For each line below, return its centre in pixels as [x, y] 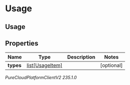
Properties [22, 43]
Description [81, 57]
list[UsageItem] [44, 65]
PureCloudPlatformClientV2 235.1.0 [41, 78]
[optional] [111, 65]
